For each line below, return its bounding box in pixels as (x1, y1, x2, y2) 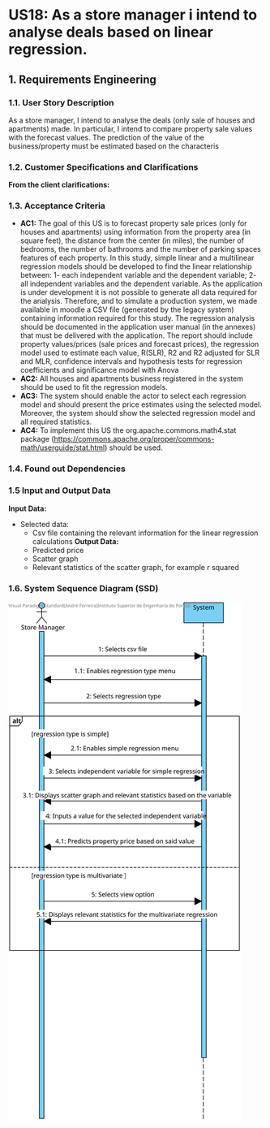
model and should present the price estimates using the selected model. (19, 400, 262, 409)
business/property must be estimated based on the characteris (8, 140, 219, 151)
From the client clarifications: (8, 180, 110, 190)
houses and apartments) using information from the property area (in (19, 227, 251, 237)
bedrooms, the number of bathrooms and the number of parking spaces (19, 244, 261, 254)
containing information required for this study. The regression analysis (19, 313, 255, 323)
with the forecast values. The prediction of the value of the (8, 132, 204, 142)
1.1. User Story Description (8, 97, 115, 108)
